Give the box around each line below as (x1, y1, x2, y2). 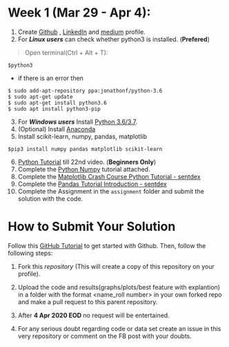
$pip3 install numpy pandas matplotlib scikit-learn (8, 145, 163, 153)
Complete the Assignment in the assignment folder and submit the (17, 187, 204, 195)
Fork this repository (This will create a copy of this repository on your (17, 262, 215, 270)
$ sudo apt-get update (8, 93, 73, 100)
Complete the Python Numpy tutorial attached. (17, 165, 150, 173)
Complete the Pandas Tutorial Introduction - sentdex (17, 180, 168, 188)
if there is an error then (17, 74, 83, 82)
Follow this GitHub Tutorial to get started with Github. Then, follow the (8, 241, 206, 250)
